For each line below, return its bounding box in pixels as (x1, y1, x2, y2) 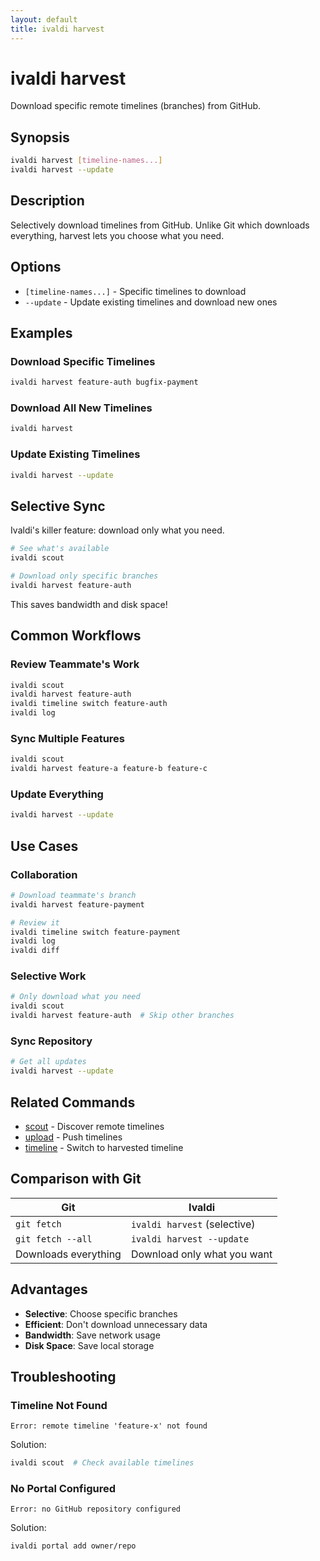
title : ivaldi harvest (10, 24, 105, 34)
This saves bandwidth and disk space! (10, 598, 168, 610)
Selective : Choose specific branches (24, 1307, 178, 1320)
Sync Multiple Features (10, 731, 126, 745)
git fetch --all (15, 1233, 93, 1245)
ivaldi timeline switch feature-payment (10, 927, 182, 937)
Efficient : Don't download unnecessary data (24, 1318, 208, 1330)
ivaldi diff (10, 946, 60, 956)
